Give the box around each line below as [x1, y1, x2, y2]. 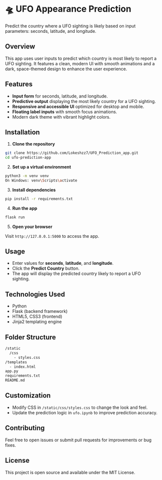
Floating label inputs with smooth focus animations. [12, 108, 117, 115]
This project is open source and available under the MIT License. [5, 469, 136, 475]
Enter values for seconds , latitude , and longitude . [12, 260, 114, 266]
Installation [5, 128, 40, 136]
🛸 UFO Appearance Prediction [5, 3, 132, 15]
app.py [5, 369, 19, 374]
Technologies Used [5, 290, 65, 299]
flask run [5, 215, 25, 220]
